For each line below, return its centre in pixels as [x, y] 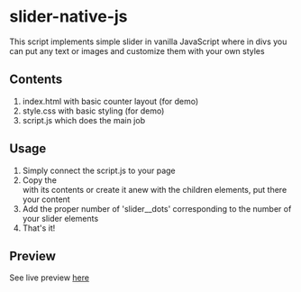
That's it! [39, 228]
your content [46, 199]
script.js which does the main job [84, 120]
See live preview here [50, 278]
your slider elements [60, 218]
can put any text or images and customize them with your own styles [137, 50]
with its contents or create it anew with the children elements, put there [155, 189]
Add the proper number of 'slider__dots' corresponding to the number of [157, 208]
